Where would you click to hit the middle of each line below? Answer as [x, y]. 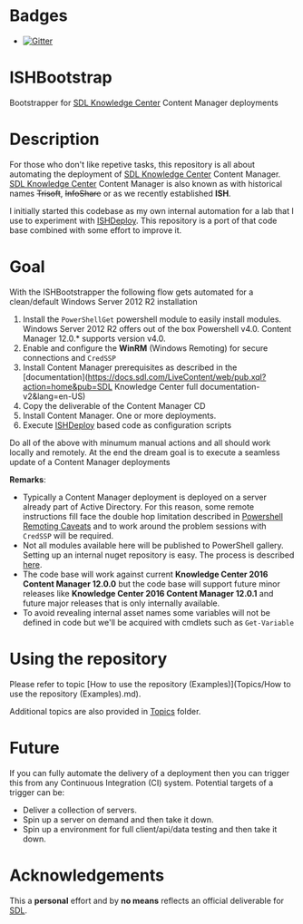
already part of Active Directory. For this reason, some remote [138, 506]
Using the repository [88, 659]
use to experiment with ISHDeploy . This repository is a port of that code [143, 220]
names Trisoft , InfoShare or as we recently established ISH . [120, 193]
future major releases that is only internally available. [121, 603]
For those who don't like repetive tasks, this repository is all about [132, 164]
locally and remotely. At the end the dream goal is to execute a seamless [145, 452]
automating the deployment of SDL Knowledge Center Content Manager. [145, 174]
